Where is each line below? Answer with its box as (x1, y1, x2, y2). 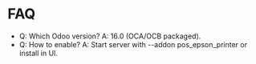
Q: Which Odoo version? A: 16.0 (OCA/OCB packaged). (18, 31, 201, 41)
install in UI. (18, 48, 58, 58)
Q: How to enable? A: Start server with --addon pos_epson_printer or (18, 39, 248, 49)
